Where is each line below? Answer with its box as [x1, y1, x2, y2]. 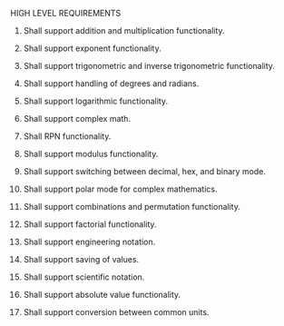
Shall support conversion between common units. [23, 307, 210, 317]
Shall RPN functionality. [23, 131, 112, 142]
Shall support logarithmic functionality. [23, 95, 169, 106]
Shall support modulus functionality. [23, 149, 159, 159]
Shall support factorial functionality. [23, 219, 157, 230]
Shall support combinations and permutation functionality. [23, 202, 241, 212]
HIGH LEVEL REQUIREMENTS [10, 8, 122, 18]
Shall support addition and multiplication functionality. [23, 25, 225, 35]
